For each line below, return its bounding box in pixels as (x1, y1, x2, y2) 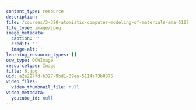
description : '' (6, 14, 45, 20)
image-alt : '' (11, 47, 45, 52)
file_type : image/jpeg (6, 24, 61, 31)
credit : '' (11, 41, 38, 47)
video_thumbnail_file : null (11, 84, 80, 90)
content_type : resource (6, 8, 64, 15)
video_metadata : (6, 90, 45, 95)
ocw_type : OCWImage (6, 57, 54, 63)
